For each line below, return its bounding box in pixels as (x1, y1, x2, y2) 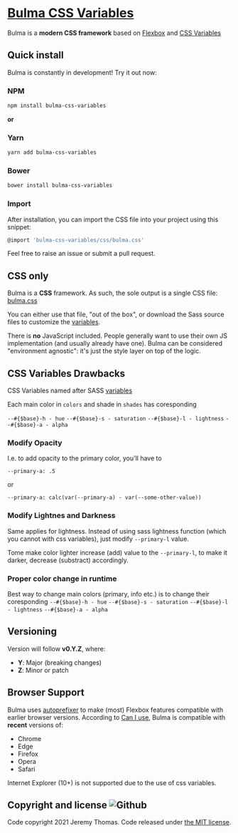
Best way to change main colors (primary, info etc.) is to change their (7, 589, 210, 598)
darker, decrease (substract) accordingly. (7, 556, 129, 564)
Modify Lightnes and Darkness (7, 511, 116, 521)
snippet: (7, 222, 31, 231)
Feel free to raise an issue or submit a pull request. (7, 249, 156, 258)
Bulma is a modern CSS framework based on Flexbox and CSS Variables (7, 29, 222, 37)
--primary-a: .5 (7, 468, 55, 475)
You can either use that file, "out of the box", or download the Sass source (7, 310, 225, 319)
